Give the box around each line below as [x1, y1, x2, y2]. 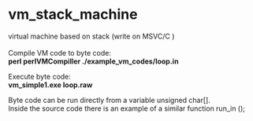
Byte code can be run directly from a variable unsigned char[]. [8, 95, 210, 104]
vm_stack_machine [8, 5, 138, 24]
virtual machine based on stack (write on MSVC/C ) [8, 31, 175, 41]
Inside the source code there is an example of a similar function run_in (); [8, 104, 246, 113]
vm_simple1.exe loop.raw [8, 80, 93, 90]
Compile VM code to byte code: [8, 48, 112, 57]
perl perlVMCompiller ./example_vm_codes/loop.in [8, 57, 179, 66]
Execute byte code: [8, 71, 71, 81]
